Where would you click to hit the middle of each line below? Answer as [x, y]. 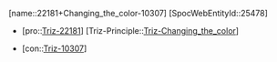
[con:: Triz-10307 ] [54, 48]
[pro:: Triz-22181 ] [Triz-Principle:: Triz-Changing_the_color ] [130, 31]
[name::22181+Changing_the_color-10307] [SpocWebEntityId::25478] [138, 13]
